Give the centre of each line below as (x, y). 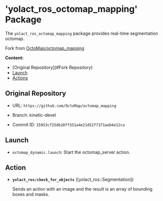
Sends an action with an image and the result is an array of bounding (82, 189)
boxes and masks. (31, 195)
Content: (14, 57)
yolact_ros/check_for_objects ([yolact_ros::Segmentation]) (73, 180)
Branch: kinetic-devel (34, 115)
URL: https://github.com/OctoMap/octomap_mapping (64, 105)
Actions (20, 78)
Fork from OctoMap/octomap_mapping (45, 48)
